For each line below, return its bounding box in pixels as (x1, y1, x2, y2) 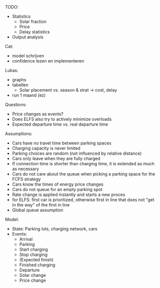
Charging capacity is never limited (12, 145, 81, 151)
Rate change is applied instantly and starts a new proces (12, 192, 125, 197)
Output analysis (12, 34, 44, 40)
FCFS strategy (12, 176, 41, 182)
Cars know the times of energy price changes (12, 181, 104, 187)
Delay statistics (19, 29, 50, 34)
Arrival (19, 236, 33, 242)
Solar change (19, 272, 46, 278)
